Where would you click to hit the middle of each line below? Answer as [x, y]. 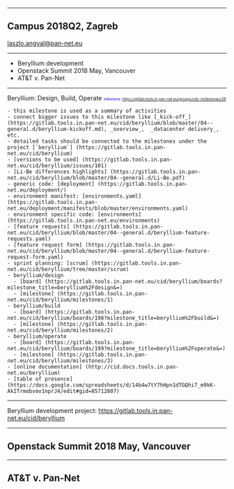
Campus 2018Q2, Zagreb [63, 26]
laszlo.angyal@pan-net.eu [45, 43]
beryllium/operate [40, 336]
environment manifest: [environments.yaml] [77, 196]
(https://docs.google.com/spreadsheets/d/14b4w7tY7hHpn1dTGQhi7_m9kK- [112, 385]
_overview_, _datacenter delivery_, [165, 129]
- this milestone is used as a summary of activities [87, 111]
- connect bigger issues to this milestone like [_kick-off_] [99, 117]
